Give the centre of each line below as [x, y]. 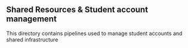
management [31, 19]
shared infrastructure [32, 39]
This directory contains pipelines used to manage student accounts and [94, 33]
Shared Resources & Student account [77, 10]
